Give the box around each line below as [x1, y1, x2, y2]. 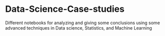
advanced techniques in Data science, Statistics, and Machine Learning [5, 25, 152, 31]
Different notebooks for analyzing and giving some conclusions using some [5, 20, 161, 26]
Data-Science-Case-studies [5, 3, 125, 15]
